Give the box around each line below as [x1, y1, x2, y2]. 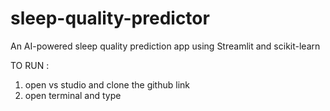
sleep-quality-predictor [10, 7, 210, 30]
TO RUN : [10, 59, 50, 71]
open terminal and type [24, 89, 122, 101]
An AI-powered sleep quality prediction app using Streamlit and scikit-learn [10, 40, 321, 52]
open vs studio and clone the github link [24, 78, 190, 91]
